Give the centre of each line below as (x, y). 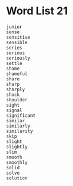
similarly (18, 126)
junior (14, 27)
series (14, 48)
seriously (18, 58)
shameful (17, 74)
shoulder (17, 100)
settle (14, 63)
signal (14, 110)
